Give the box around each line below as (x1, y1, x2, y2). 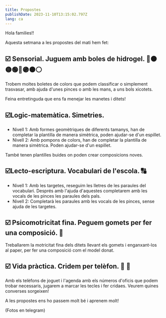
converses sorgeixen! (5, 288, 50, 294)
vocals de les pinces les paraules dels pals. (12, 193, 101, 199)
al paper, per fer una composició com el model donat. (5, 247, 114, 253)
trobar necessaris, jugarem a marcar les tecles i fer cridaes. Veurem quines (5, 283, 159, 289)
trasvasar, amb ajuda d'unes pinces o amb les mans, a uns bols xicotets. (5, 86, 153, 92)
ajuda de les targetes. (12, 204, 57, 210)
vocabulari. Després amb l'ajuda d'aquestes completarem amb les (12, 188, 148, 194)
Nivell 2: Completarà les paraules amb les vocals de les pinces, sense (12, 198, 155, 204)
